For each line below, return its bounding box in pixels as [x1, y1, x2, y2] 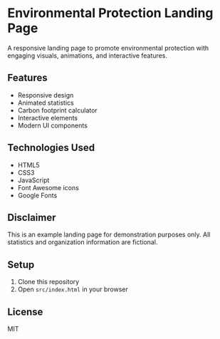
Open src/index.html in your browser [17, 285, 128, 293]
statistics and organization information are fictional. [7, 238, 158, 246]
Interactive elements [17, 113, 78, 122]
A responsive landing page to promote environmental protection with [7, 43, 209, 52]
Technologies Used [7, 142, 95, 154]
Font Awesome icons [17, 183, 80, 192]
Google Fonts [17, 191, 58, 199]
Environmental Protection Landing [7, 5, 214, 21]
